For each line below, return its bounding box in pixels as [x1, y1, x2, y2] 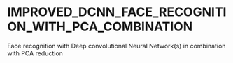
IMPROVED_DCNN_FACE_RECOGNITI [7, 4, 227, 20]
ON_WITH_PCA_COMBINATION [7, 19, 193, 35]
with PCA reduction [7, 49, 63, 57]
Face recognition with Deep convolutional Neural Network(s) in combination [7, 42, 226, 50]
